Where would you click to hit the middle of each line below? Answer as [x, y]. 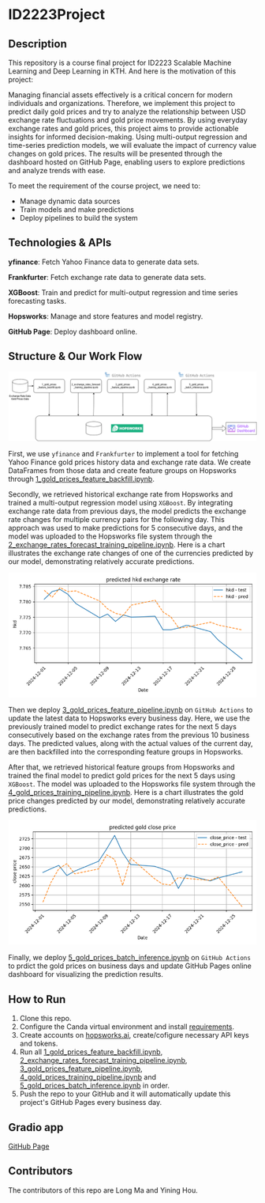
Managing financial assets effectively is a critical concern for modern [120, 95]
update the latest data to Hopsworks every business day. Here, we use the [129, 718]
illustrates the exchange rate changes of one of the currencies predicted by [131, 553]
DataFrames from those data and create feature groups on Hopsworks [122, 471]
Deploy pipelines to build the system [78, 218]
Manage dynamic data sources [70, 201]
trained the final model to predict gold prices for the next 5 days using [121, 776]
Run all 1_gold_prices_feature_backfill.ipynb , [91, 1052]
